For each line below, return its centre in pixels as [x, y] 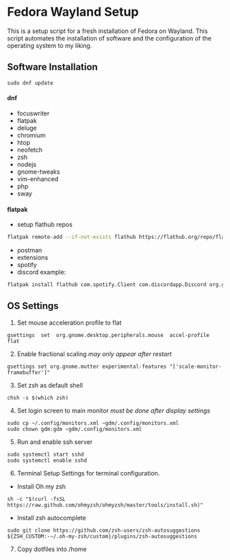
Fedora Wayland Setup [73, 12]
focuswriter [33, 113]
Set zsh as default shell [50, 385]
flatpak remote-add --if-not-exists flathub [72, 237]
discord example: [41, 272]
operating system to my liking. [50, 45]
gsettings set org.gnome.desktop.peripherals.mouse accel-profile [108, 335]
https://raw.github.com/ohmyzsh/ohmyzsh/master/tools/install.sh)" [105, 505]
